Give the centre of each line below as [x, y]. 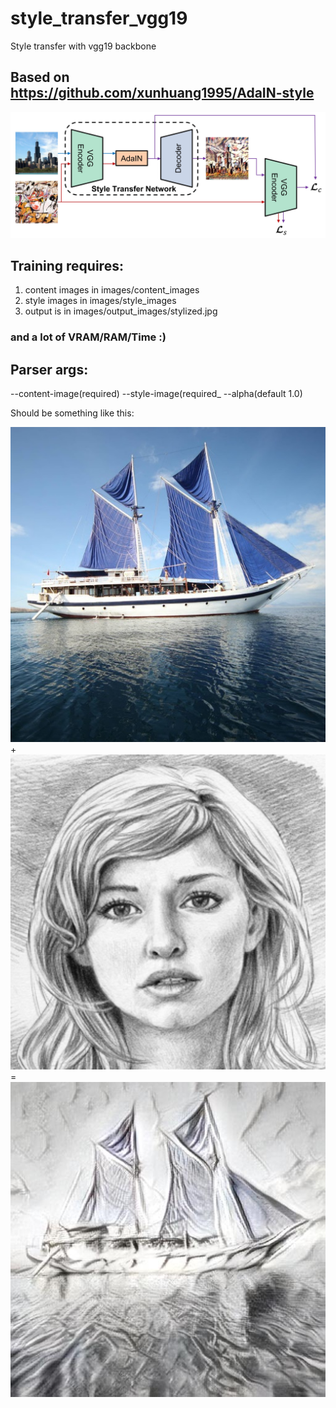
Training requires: [67, 265]
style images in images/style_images [100, 301]
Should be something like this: [72, 413]
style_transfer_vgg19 [99, 18]
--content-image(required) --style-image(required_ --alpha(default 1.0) [156, 394]
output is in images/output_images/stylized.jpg [121, 311]
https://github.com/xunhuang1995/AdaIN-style [162, 93]
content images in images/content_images [112, 290]
